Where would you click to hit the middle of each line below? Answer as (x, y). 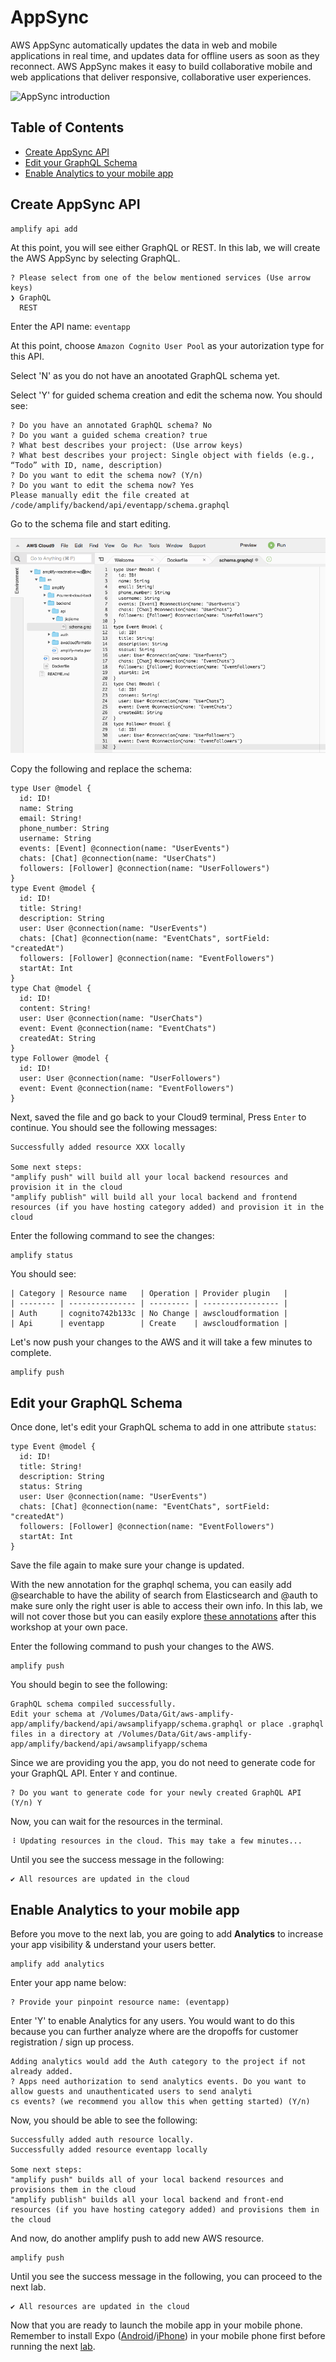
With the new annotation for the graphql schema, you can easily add (151, 1585)
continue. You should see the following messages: (114, 1128)
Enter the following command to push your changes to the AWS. (142, 1647)
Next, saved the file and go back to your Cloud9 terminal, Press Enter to (158, 1117)
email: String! (51, 819)
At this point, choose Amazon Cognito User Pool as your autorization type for (167, 345)
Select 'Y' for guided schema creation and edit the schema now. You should (166, 395)
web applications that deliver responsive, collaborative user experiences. (161, 77)
